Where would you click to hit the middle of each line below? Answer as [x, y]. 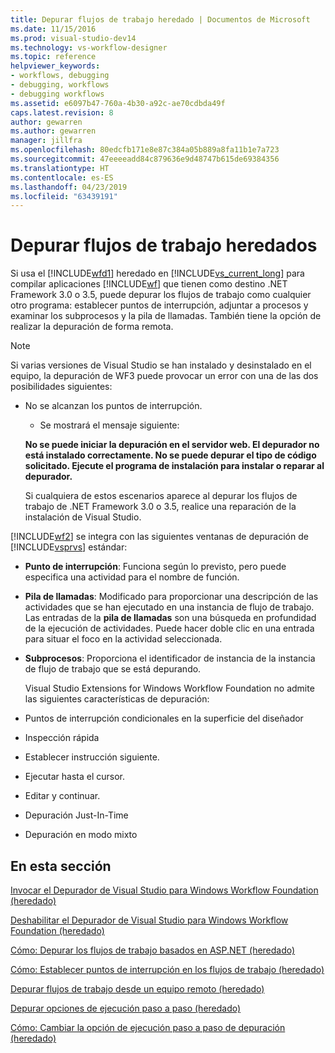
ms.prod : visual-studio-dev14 [73, 38]
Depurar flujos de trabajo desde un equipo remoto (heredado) [137, 989]
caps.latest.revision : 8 [62, 112]
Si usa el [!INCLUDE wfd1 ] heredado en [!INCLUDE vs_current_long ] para [157, 273]
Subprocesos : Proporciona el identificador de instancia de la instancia [170, 658]
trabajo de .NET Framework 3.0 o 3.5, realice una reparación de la [160, 507]
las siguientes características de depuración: [117, 699]
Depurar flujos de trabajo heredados [164, 245]
